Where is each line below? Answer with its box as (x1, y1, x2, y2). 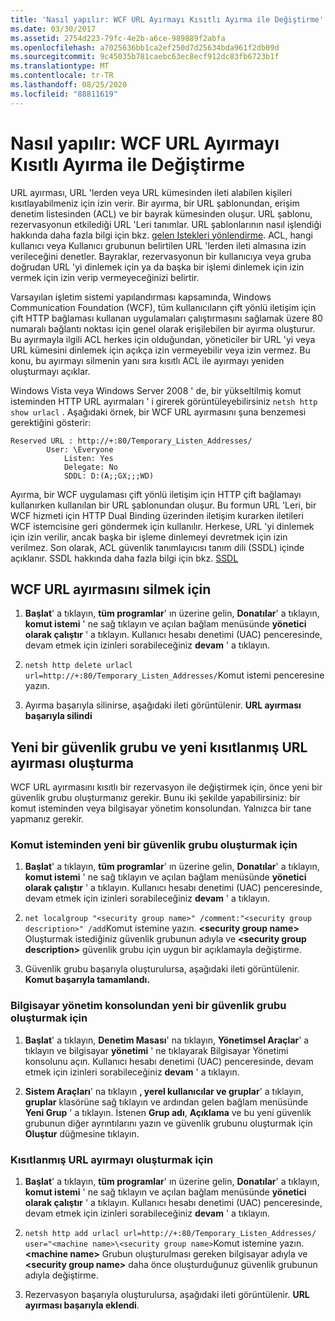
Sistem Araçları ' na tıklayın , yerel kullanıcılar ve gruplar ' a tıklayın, (24, 1085, 304, 1097)
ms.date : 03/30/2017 (10, 24, 97, 34)
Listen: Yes (63, 453, 114, 463)
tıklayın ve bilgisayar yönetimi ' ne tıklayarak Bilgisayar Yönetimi (24, 1044, 289, 1056)
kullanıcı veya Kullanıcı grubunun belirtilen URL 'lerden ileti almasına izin (10, 239, 307, 251)
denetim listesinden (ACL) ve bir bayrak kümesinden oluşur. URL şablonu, (10, 207, 313, 220)
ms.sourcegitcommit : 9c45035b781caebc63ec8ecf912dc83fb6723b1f (10, 52, 280, 62)
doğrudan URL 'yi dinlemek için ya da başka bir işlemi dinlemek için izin (10, 261, 305, 273)
